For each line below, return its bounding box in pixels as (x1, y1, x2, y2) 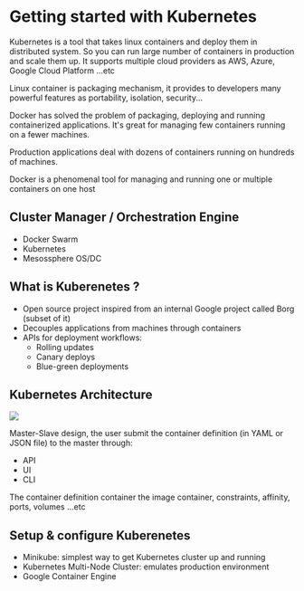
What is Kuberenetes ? (9, 279, 140, 295)
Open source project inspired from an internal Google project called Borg (22, 303, 295, 314)
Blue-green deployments (35, 360, 129, 372)
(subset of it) (22, 312, 71, 323)
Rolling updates (35, 341, 95, 352)
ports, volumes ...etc (9, 501, 86, 512)
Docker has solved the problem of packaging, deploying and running (9, 110, 265, 120)
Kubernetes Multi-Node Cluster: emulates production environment (22, 561, 270, 572)
